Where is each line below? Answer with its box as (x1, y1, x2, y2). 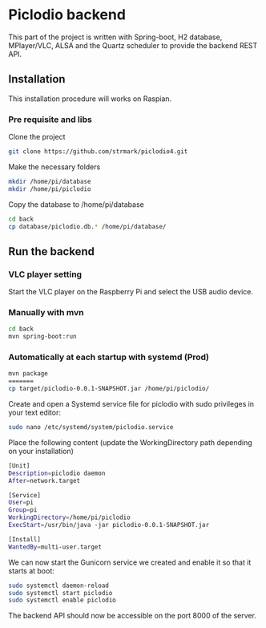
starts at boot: (8, 565, 54, 575)
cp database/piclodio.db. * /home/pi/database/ (8, 222, 167, 230)
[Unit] (8, 461, 30, 470)
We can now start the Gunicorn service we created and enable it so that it (8, 557, 252, 567)
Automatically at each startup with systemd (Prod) (8, 351, 210, 363)
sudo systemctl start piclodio (8, 589, 113, 597)
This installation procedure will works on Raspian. (8, 94, 172, 103)
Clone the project (8, 132, 66, 142)
